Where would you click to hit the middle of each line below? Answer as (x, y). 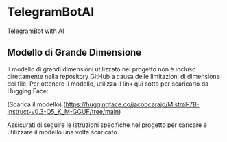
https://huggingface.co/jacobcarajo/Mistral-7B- (133, 104)
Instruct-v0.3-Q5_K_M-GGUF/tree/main (63, 111)
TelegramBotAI (51, 12)
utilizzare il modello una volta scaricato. (63, 132)
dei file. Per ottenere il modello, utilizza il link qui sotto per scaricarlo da (108, 84)
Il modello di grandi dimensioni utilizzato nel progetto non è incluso (101, 69)
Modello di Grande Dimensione (74, 52)
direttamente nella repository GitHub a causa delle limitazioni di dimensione (114, 76)
